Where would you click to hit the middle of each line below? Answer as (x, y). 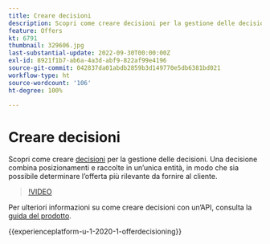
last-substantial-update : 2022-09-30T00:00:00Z (90, 53)
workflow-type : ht (39, 75)
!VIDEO (40, 192)
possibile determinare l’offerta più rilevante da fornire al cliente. (113, 177)
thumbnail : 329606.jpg (46, 46)
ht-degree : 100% (35, 90)
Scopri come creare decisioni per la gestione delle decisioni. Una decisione (133, 159)
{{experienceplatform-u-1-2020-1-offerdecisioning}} (95, 232)
